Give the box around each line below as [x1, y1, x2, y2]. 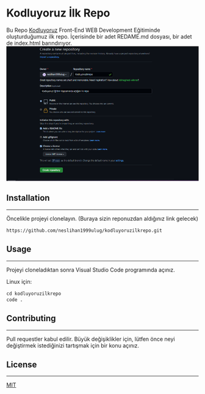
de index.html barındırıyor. [6, 39, 72, 46]
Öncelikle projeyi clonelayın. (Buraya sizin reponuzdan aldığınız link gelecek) [6, 215, 198, 222]
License [6, 359, 37, 370]
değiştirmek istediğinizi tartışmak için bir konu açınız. [6, 341, 139, 349]
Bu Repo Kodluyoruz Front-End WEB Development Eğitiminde [6, 26, 160, 34]
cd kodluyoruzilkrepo [6, 291, 62, 297]
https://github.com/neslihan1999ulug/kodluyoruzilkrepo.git [6, 227, 163, 234]
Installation [6, 193, 50, 203]
